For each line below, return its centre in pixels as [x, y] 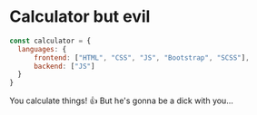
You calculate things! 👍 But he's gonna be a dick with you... [121, 101]
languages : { [42, 49]
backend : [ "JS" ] [64, 66]
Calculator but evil [80, 17]
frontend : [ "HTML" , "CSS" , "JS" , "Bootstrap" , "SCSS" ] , [141, 57]
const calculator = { [50, 41]
